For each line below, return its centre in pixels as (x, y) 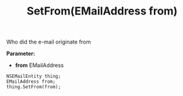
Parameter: (21, 54)
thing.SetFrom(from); (34, 87)
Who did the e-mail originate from (49, 42)
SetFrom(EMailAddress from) (102, 11)
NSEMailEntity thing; (34, 77)
